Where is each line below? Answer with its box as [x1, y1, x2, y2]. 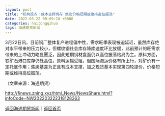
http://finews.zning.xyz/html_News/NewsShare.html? [5, 90, 113, 96]
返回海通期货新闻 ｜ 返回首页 [5, 106, 61, 112]
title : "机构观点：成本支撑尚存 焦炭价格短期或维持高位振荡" [5, 12, 115, 17]
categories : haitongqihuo [5, 21, 58, 26]
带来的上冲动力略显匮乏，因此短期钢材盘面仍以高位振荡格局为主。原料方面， [5, 52, 160, 58]
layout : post [5, 7, 32, 12]
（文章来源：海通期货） [5, 80, 53, 86]
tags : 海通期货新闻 [5, 25, 41, 30]
